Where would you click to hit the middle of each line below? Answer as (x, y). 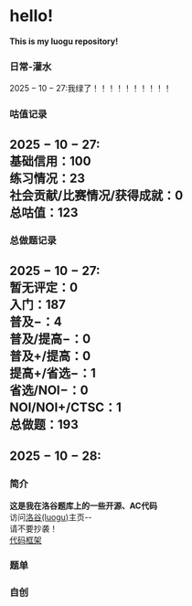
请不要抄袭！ (33, 528)
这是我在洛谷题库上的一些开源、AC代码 (84, 505)
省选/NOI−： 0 (49, 390)
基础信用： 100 (50, 161)
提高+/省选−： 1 (53, 372)
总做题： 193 (44, 425)
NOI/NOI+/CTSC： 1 (65, 407)
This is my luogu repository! (64, 41)
